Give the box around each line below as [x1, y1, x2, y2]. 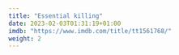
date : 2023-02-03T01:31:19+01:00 [8, 19, 121, 27]
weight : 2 [8, 34, 42, 43]
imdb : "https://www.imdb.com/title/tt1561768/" [8, 27, 173, 35]
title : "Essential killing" [8, 11, 104, 20]
